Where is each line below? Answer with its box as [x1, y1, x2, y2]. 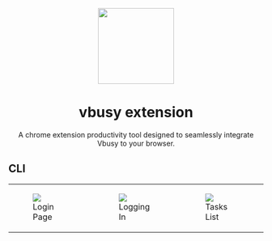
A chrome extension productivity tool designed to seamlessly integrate [18, 129, 254, 139]
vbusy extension [79, 104, 193, 121]
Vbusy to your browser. [96, 138, 176, 148]
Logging [118, 201, 151, 212]
